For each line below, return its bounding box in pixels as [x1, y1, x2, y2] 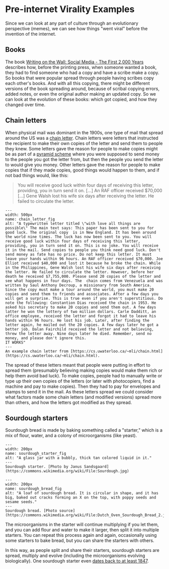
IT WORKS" [5, 340, 26, 345]
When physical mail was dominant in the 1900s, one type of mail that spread [5, 129, 163, 135]
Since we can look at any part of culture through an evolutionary [5, 20, 138, 26]
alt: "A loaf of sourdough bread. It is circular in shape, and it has [5, 491, 158, 496]
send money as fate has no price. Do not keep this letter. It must [5, 252, 152, 257]
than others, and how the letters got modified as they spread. [5, 399, 132, 405]
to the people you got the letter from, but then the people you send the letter [5, 156, 163, 162]
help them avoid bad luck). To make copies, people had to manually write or [5, 372, 162, 378]
